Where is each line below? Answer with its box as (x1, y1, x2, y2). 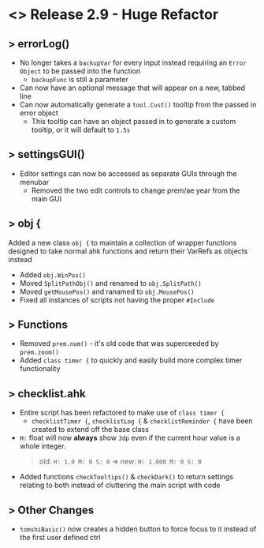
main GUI (31, 193, 61, 203)
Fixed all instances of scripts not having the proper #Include (19, 295, 215, 305)
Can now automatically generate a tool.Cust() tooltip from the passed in (19, 100, 257, 109)
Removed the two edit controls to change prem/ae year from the (31, 186, 240, 195)
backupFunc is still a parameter (31, 75, 128, 84)
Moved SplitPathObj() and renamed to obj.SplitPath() (19, 278, 203, 287)
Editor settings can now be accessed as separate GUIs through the (19, 168, 237, 178)
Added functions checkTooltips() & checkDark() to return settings (19, 472, 234, 482)
